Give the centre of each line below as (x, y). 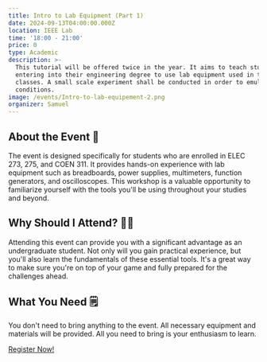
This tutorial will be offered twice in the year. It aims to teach (131, 68)
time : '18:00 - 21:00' (46, 38)
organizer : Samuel (39, 104)
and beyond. (29, 198)
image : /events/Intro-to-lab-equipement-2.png (87, 97)
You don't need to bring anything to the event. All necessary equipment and (132, 325)
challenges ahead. (39, 276)
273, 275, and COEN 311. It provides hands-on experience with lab (116, 164)
